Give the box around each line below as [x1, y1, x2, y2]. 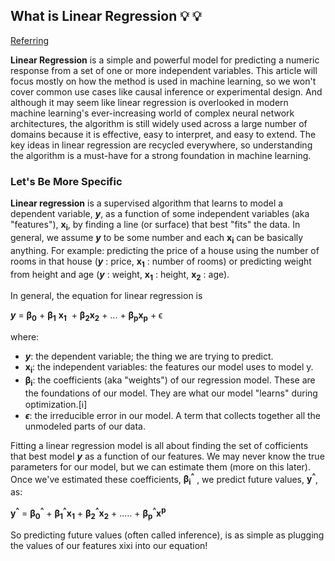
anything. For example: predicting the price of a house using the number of [10, 244, 320, 256]
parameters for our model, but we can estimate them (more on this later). [10, 460, 311, 473]
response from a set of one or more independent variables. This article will [10, 64, 318, 76]
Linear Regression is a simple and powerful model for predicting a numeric [10, 54, 320, 66]
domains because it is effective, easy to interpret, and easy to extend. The [10, 128, 317, 140]
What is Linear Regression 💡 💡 [10, 8, 202, 25]
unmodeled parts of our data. [24, 420, 147, 432]
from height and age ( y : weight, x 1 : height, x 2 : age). [10, 268, 230, 283]
